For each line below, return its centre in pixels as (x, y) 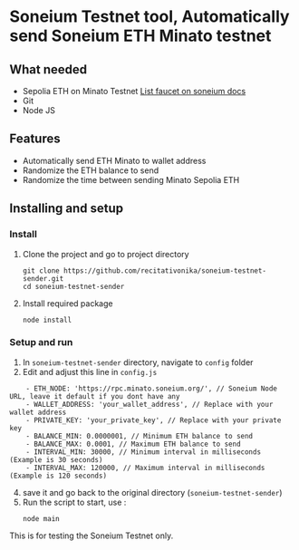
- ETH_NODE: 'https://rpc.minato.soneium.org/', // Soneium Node (152, 388)
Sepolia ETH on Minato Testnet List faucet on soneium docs (134, 91)
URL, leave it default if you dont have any (95, 396)
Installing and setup (67, 209)
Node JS (39, 110)
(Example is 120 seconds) (58, 476)
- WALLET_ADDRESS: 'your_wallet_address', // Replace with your (149, 404)
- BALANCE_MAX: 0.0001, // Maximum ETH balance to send (134, 444)
